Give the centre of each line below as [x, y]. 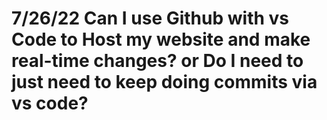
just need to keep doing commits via [164, 82]
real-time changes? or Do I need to [157, 61]
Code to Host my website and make [161, 39]
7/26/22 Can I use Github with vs [150, 18]
